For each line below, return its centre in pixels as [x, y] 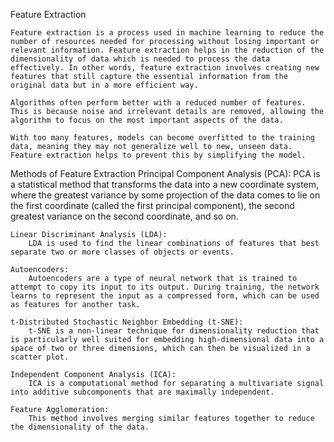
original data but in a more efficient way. [104, 85]
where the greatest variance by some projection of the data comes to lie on [165, 195]
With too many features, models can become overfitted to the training [162, 138]
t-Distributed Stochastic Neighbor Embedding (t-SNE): [127, 322]
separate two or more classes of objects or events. [122, 252]
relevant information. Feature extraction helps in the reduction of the [167, 50]
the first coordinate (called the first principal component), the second [152, 205]
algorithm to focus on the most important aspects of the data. [147, 120]
